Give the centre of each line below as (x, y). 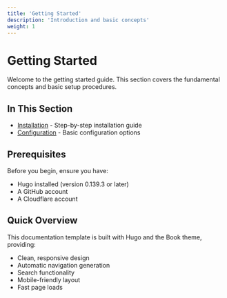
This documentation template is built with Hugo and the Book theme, (105, 237)
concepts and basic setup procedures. (62, 87)
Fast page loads (40, 287)
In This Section (40, 109)
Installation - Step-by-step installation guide (80, 126)
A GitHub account (42, 191)
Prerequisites (37, 154)
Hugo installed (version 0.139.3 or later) (73, 184)
